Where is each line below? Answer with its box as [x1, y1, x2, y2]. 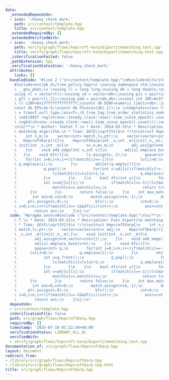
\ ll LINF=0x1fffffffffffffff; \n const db [14, 101, 102, 106]
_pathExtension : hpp [10, 59, 53, 64]
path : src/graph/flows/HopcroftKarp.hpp [10, 316, 96, 321]
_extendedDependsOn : [10, 12, 53, 17]
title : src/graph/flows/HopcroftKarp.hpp [5, 367, 94, 372]
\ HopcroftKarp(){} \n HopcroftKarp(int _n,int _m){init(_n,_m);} [14, 138, 165, 143]
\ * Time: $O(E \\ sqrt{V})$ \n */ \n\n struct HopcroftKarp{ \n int [14, 222, 156, 228]
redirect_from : [5, 353, 37, 358]
